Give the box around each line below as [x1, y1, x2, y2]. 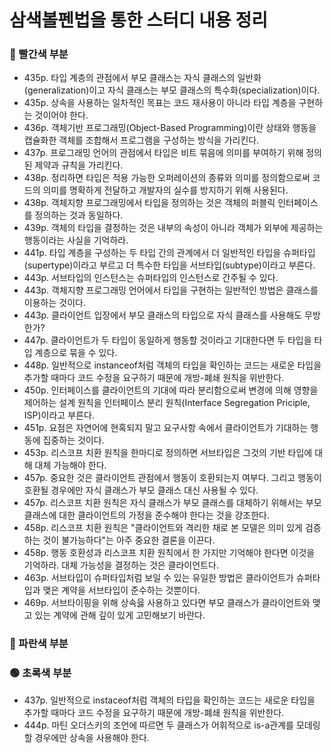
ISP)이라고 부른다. [23, 409, 95, 421]
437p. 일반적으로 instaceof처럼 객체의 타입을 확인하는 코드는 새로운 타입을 [23, 694, 316, 706]
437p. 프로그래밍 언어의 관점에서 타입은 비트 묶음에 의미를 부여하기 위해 [23, 147, 304, 159]
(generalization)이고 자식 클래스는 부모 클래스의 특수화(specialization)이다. [23, 84, 321, 96]
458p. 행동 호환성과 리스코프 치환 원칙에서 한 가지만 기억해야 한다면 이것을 [23, 547, 316, 559]
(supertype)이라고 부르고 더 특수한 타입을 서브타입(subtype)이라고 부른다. [23, 259, 316, 271]
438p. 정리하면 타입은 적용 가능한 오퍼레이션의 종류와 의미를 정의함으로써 [23, 172, 311, 184]
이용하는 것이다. [23, 297, 86, 309]
